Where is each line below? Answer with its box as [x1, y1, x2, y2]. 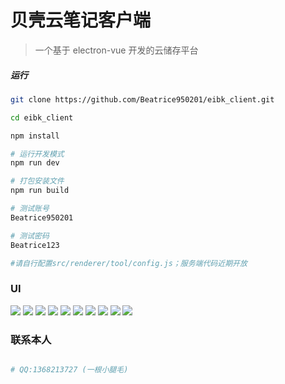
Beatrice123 [10, 240, 60, 250]
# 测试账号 [10, 204, 50, 214]
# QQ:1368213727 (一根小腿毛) [10, 365, 129, 375]
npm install [10, 131, 60, 141]
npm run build [10, 186, 70, 196]
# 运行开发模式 [10, 149, 65, 159]
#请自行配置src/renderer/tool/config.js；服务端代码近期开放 [10, 258, 248, 268]
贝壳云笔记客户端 [10, 9, 152, 32]
